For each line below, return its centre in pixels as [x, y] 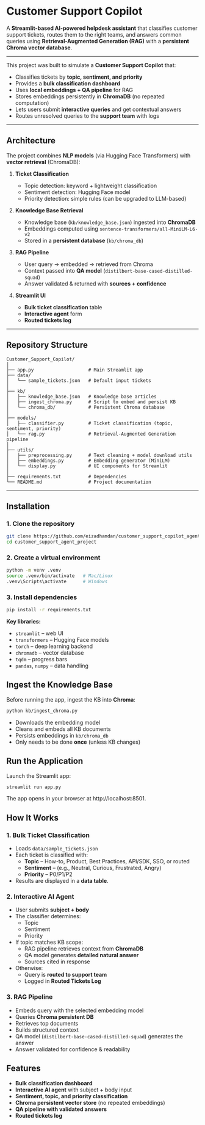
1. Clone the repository [41, 523]
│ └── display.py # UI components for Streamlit [87, 466]
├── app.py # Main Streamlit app [75, 370]
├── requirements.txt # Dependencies [67, 476]
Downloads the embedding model [58, 722]
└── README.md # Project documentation [79, 482]
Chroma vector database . [39, 48]
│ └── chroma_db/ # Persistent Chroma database [86, 407]
